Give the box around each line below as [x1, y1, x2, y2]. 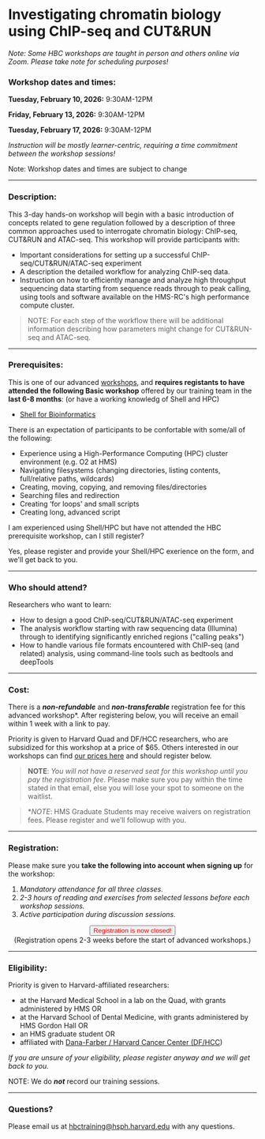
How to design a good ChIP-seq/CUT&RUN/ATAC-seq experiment [19, 615, 234, 625]
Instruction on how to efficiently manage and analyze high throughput [19, 275, 247, 285]
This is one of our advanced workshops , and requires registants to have [8, 377, 245, 387]
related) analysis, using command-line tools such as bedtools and [19, 649, 234, 658]
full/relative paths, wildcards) [19, 473, 114, 483]
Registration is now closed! [93, 926, 172, 934]
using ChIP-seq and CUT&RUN [8, 22, 211, 40]
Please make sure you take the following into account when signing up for [8, 860, 254, 870]
